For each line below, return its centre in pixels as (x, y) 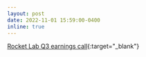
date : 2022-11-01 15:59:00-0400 (54, 20)
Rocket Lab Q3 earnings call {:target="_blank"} (73, 47)
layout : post (26, 14)
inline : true (26, 26)
